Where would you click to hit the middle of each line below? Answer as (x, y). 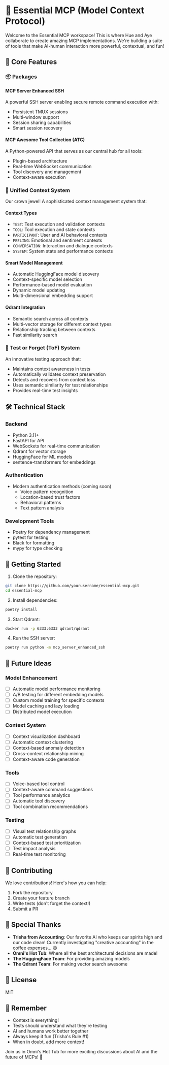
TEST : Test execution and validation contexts (59, 224)
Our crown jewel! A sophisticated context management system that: (76, 201)
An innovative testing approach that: (43, 359)
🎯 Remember (26, 1008)
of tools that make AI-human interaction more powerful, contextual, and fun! (85, 46)
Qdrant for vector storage (39, 451)
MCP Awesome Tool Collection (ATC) (45, 140)
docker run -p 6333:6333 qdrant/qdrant (47, 628)
